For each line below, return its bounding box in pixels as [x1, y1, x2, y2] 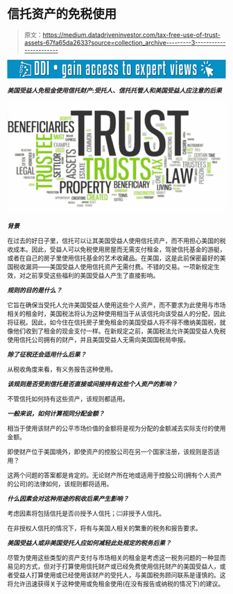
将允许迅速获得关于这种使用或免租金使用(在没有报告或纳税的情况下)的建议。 [7, 579, 225, 588]
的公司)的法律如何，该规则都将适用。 [7, 480, 113, 488]
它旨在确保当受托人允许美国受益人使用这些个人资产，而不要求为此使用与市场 [7, 301, 226, 309]
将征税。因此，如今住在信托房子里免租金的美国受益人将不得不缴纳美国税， [7, 318, 220, 327]
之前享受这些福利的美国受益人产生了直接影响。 [25, 272, 159, 280]
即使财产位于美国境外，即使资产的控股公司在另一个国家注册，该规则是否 [7, 447, 214, 456]
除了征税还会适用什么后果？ [7, 350, 87, 358]
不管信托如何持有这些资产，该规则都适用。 [7, 395, 129, 403]
